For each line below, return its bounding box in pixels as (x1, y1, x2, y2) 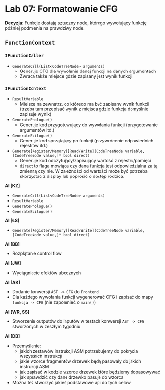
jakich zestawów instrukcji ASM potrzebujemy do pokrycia (19, 348, 138, 354)
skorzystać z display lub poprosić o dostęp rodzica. (19, 173, 125, 179)
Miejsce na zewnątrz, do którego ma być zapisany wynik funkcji (19, 101, 149, 106)
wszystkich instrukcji (19, 353, 63, 359)
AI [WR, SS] (5, 309, 30, 315)
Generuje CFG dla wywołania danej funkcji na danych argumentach (19, 68, 156, 74)
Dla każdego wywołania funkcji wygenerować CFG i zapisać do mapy (12, 294, 154, 300)
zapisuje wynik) (19, 111, 52, 117)
